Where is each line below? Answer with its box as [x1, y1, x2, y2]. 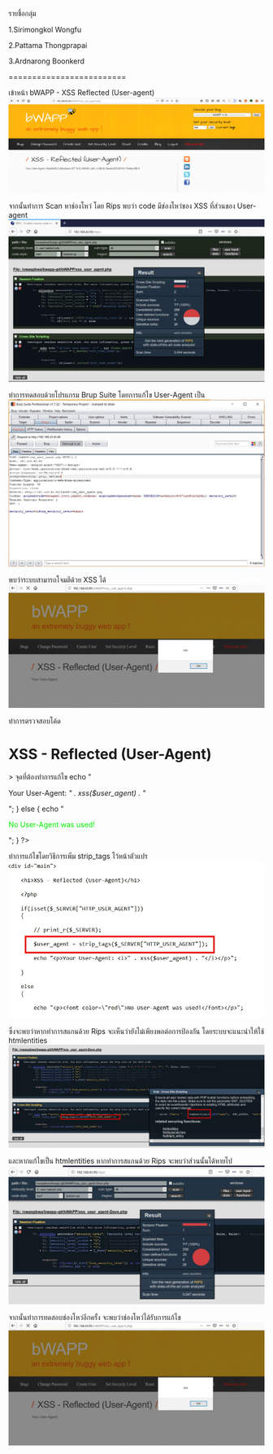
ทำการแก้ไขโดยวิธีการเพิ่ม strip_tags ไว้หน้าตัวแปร [8, 851, 149, 861]
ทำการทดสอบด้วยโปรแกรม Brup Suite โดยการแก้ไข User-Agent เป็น [8, 389, 206, 399]
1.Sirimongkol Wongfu [8, 25, 82, 34]
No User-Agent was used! [8, 819, 95, 829]
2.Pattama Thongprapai [8, 41, 88, 50]
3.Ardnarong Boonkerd [8, 56, 85, 66]
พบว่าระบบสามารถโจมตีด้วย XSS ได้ [8, 575, 107, 585]
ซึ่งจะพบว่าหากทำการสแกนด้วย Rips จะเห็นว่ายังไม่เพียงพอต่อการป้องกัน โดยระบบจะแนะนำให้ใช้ [8, 1026, 265, 1036]
